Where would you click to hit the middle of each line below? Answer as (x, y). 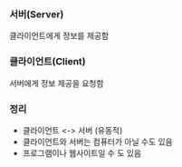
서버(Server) (37, 14)
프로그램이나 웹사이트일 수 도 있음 (82, 152)
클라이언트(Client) (48, 62)
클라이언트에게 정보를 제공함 (59, 36)
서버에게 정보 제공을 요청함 (57, 83)
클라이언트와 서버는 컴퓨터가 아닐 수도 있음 (98, 142)
